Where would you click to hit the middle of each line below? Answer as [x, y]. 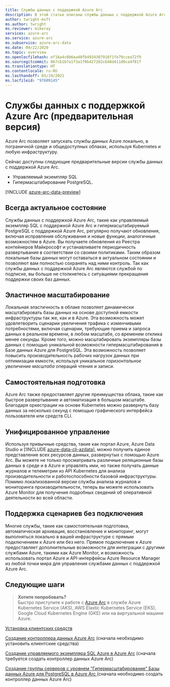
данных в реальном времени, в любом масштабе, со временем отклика [84, 334]
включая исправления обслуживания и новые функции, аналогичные [80, 236]
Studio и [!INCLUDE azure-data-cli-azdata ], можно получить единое [78, 449]
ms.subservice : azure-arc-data [38, 43]
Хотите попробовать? [42, 597]
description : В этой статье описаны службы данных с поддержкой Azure [81, 15]
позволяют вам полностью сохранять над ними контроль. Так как [77, 263]
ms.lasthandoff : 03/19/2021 [35, 76]
